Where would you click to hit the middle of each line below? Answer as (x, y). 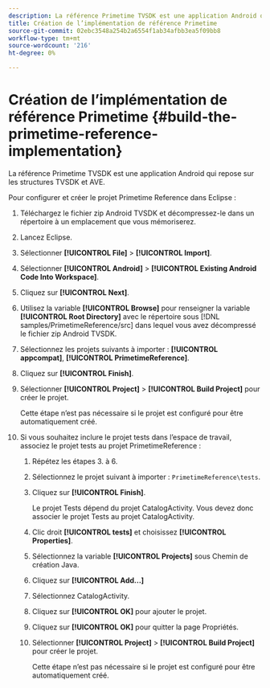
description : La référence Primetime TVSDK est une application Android (133, 16)
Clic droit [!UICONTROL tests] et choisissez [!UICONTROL (129, 532)
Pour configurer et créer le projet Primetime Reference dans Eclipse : (123, 197)
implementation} (65, 152)
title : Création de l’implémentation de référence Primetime (113, 23)
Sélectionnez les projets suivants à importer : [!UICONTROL (119, 349)
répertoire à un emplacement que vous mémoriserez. (108, 221)
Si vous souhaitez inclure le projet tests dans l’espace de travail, (126, 437)
